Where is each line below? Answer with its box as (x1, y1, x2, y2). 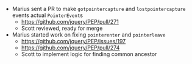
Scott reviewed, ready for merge (21, 24, 103, 32)
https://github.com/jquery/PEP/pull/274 (21, 44, 120, 51)
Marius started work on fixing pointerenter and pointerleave (12, 31, 166, 38)
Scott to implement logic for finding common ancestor (21, 51, 157, 57)
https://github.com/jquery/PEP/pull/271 (21, 18, 119, 25)
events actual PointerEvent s (12, 12, 84, 19)
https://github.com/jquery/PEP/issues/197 (21, 38, 126, 44)
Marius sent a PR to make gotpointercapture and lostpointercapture (12, 5, 186, 12)
